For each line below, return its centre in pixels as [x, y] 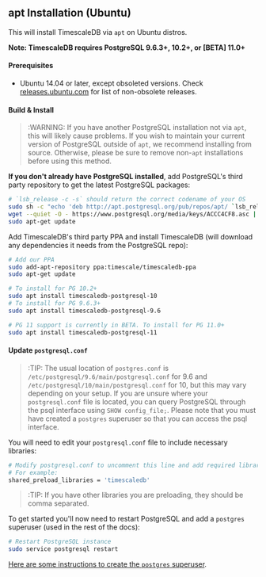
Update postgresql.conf [48, 350]
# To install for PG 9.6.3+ [55, 304]
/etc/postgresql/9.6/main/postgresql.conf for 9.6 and [117, 376]
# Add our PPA [32, 260]
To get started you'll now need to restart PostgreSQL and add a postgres [127, 519]
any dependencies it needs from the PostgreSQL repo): [98, 245]
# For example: [33, 472]
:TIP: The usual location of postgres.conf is [98, 368]
